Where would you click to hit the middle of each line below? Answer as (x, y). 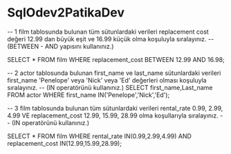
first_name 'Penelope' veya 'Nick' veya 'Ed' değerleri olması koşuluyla (107, 80)
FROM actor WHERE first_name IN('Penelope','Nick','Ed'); (89, 95)
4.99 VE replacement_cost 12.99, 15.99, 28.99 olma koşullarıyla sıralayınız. (113, 115)
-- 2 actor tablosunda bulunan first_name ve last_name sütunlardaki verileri (114, 73)
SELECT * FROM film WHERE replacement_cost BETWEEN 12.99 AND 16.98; (116, 59)
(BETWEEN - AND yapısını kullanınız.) (61, 46)
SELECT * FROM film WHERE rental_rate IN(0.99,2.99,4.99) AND (100, 136)
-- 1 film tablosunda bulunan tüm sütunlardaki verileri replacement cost (108, 32)
